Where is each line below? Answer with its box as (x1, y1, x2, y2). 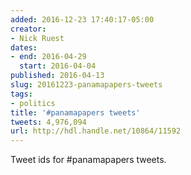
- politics (10, 98, 56, 108)
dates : (10, 42, 38, 53)
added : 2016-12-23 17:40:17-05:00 (10, 14, 155, 25)
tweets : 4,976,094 (10, 117, 87, 127)
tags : (10, 89, 33, 99)
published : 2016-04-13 (10, 71, 105, 81)
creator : (10, 24, 47, 34)
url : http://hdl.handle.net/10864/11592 (10, 126, 182, 136)
